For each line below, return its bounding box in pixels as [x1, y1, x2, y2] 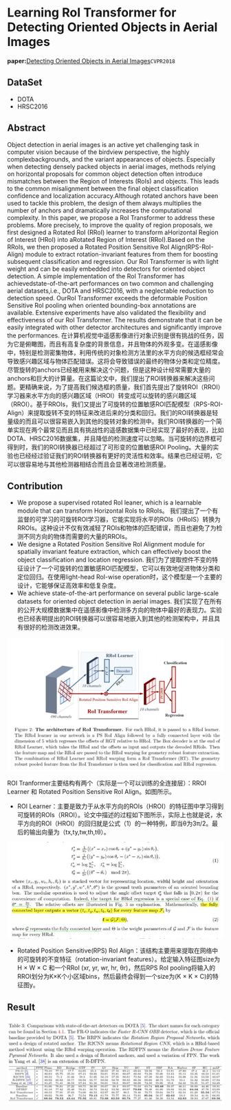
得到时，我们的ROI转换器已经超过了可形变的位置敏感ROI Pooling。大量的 [7, 443, 213, 451]
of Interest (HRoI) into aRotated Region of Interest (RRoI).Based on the [7, 235, 205, 243]
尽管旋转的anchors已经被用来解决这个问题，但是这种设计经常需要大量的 [7, 366, 211, 374]
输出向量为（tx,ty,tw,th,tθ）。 [29, 828, 110, 836]
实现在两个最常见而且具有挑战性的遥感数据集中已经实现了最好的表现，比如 [12, 425, 224, 434]
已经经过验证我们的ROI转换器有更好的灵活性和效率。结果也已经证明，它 [19, 452, 222, 460]
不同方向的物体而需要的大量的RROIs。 [23, 533, 131, 541]
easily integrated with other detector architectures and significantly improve [7, 323, 222, 331]
